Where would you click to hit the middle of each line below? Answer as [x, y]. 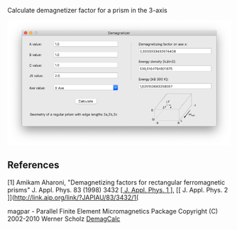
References [33, 165]
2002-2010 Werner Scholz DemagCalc [64, 219]
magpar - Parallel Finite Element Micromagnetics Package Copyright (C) [113, 211]
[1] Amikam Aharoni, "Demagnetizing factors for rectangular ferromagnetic [116, 182]
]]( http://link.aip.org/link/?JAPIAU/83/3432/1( [73, 197]
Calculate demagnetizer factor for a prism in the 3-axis [88, 10]
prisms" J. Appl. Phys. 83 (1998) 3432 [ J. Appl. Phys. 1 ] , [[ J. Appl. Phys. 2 [118, 190]
